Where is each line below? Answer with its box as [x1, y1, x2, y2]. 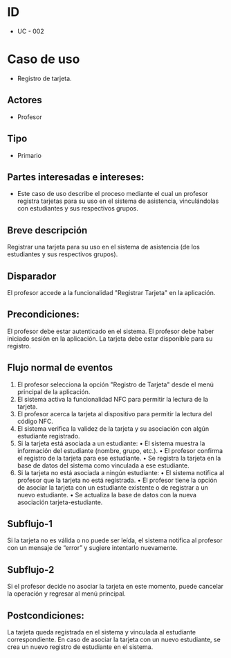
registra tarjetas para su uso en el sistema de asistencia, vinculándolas [17, 197, 219, 205]
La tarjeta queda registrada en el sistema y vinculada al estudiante [7, 628, 196, 636]
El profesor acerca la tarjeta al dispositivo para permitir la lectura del [17, 409, 212, 418]
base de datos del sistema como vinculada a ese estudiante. [17, 461, 190, 470]
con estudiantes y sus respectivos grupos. [17, 204, 138, 213]
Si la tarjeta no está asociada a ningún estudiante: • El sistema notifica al [17, 468, 225, 477]
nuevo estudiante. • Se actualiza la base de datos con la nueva [17, 490, 197, 499]
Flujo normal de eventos [7, 362, 113, 374]
